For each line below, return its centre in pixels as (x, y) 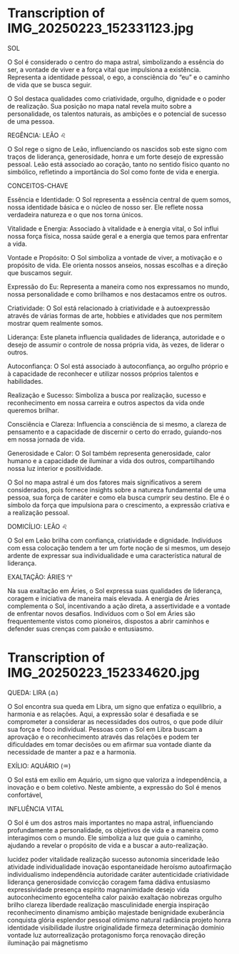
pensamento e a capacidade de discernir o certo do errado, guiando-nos (115, 432)
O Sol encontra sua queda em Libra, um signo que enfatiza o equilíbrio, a (115, 706)
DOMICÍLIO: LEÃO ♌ (37, 526)
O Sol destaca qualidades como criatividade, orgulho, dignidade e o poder (117, 99)
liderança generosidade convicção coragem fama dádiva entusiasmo (109, 882)
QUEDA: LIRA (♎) (33, 692)
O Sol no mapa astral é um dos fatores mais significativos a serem (105, 482)
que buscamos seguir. (40, 272)
